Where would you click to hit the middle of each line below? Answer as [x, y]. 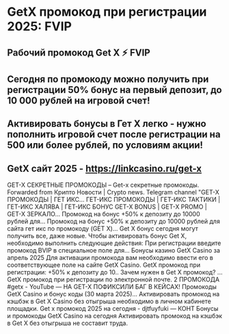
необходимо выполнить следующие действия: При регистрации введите [114, 243]
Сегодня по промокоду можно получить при [108, 79]
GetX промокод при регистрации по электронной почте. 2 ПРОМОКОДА [113, 280]
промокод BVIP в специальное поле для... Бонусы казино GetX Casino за [114, 250]
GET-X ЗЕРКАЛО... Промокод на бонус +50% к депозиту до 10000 [104, 214]
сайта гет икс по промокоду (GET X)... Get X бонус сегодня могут [103, 229]
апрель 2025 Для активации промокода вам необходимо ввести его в [110, 258]
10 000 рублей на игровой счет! [79, 100]
